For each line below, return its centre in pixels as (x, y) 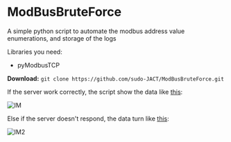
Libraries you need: (35, 52)
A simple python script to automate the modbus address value (96, 31)
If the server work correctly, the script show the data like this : (95, 92)
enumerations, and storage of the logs (62, 38)
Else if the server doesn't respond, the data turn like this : (88, 119)
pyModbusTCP (38, 65)
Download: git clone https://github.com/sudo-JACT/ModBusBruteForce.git (115, 78)
